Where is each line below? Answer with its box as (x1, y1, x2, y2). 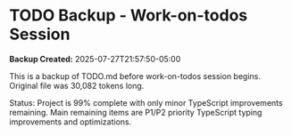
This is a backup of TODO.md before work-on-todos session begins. (9, 70, 262, 81)
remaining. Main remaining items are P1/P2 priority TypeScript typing (9, 107, 263, 117)
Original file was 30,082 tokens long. (9, 80, 145, 91)
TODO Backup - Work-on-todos (9, 5, 248, 26)
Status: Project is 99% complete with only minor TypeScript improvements (9, 97, 283, 108)
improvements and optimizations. (9, 116, 132, 127)
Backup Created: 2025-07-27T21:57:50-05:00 (9, 53, 181, 64)
